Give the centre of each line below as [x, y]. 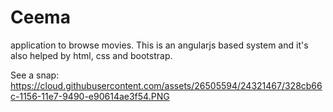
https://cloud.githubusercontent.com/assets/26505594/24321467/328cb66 [166, 85]
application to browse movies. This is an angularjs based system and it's [159, 45]
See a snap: [35, 75]
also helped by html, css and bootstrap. [91, 55]
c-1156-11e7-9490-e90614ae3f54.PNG [90, 96]
